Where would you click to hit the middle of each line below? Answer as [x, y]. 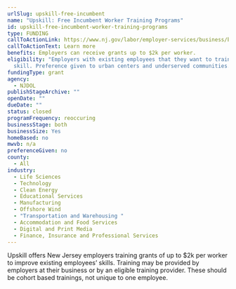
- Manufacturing [37, 203]
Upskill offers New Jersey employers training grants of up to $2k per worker [118, 255]
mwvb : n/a [22, 144]
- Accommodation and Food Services [66, 222]
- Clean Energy [36, 190]
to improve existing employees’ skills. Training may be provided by [103, 263]
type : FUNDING [28, 33]
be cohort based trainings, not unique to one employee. [88, 278]
